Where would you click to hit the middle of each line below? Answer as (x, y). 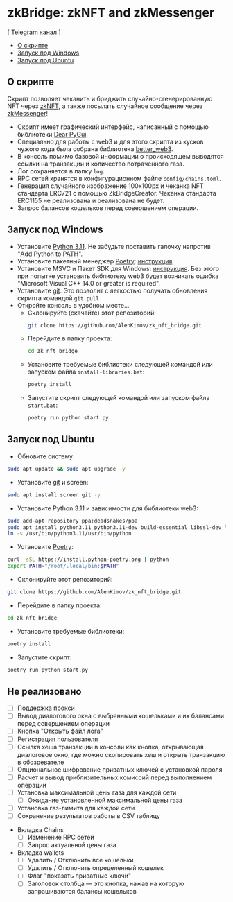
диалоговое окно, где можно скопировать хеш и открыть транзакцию (121, 754)
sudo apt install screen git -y (54, 495)
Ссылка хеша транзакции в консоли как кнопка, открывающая (111, 747)
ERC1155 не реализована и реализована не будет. (91, 200)
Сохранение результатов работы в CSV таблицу (89, 815)
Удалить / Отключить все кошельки (80, 860)
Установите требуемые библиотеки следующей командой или (120, 365)
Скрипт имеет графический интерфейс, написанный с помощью (113, 127)
